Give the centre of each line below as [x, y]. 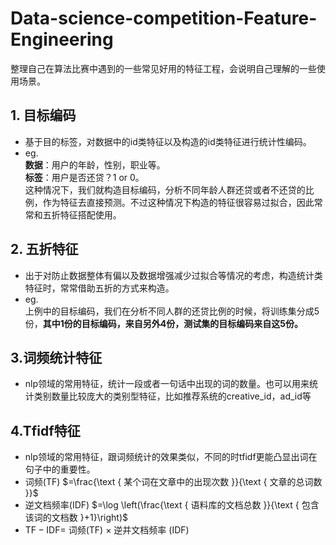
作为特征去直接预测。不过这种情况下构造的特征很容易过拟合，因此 [178, 202]
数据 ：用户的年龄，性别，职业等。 [95, 164]
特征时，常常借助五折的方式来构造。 [99, 288]
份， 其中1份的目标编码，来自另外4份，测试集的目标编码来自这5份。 [164, 323]
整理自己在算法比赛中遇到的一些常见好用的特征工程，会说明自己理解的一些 [163, 68]
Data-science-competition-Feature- [164, 18]
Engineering [62, 39]
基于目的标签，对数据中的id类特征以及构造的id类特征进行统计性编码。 [168, 141]
